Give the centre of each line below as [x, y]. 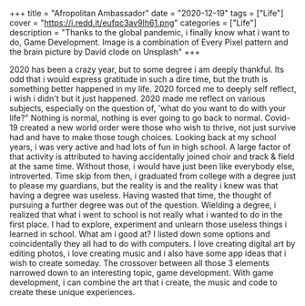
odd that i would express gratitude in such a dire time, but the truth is [139, 79]
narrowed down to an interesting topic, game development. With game [142, 273]
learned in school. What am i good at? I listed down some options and [140, 234]
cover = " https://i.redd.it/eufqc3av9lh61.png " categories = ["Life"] [133, 23]
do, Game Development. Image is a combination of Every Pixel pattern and [149, 42]
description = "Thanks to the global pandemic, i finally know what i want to [150, 32]
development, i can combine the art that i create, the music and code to [143, 282]
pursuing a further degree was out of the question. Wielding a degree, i [143, 205]
